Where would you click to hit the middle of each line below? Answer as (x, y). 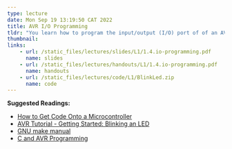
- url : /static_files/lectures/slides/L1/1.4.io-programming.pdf (116, 52)
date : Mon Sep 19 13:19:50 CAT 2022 (60, 20)
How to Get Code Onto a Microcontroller (75, 117)
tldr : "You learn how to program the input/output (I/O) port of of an (112, 33)
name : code (41, 84)
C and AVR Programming (52, 139)
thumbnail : (23, 39)
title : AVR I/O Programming (48, 26)
